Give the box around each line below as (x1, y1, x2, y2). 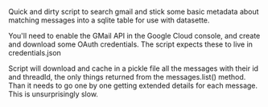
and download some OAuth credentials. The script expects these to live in (8, 39, 254, 49)
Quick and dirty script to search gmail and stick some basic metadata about (8, 7, 259, 16)
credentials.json (8, 48, 62, 57)
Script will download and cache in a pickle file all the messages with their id (8, 64, 259, 73)
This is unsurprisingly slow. (8, 89, 99, 99)
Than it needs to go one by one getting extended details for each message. (8, 80, 258, 90)
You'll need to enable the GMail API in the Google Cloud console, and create (8, 31, 261, 40)
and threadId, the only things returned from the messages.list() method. (8, 72, 246, 81)
